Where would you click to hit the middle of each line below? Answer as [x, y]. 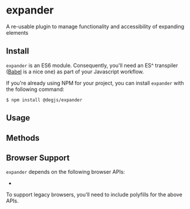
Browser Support [38, 158]
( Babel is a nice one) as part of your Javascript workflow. [75, 72]
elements [17, 32]
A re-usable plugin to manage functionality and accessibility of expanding [95, 26]
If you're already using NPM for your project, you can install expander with [95, 83]
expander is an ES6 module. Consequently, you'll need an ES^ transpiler [92, 65]
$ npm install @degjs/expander [44, 100]
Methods [23, 138]
